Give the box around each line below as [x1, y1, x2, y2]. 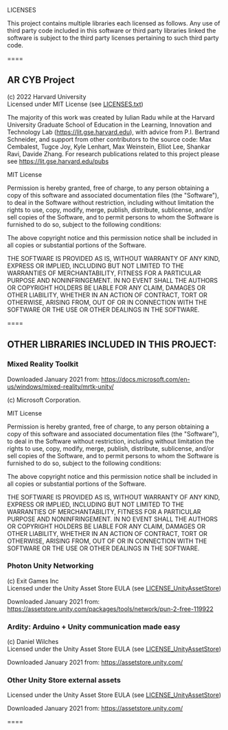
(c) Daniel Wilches [7, 638, 59, 646]
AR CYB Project [7, 74, 75, 86]
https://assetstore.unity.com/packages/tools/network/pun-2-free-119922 [7, 605, 214, 613]
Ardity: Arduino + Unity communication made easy [7, 622, 181, 632]
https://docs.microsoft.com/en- [100, 375, 190, 383]
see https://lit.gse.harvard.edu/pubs [7, 157, 109, 165]
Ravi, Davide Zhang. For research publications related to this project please [7, 149, 220, 158]
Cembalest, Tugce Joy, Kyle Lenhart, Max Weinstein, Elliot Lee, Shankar [7, 142, 211, 151]
